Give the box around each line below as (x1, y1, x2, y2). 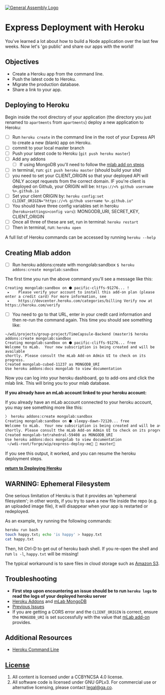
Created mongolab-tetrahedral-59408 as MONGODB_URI (5, 432, 113, 438)
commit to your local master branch (12, 145, 84, 150)
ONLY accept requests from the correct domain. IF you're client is (12, 178, 146, 184)
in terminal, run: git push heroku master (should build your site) (12, 167, 141, 173)
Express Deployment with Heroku (5, 22, 145, 33)
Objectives (5, 58, 39, 66)
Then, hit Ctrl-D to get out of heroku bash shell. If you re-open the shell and (5, 546, 158, 551)
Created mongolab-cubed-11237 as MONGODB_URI (5, 362, 100, 367)
